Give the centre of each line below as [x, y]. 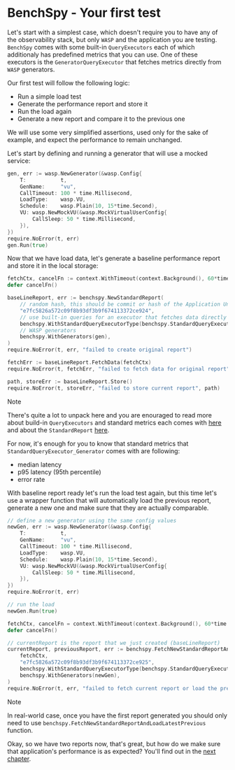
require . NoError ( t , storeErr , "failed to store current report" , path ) [114, 388]
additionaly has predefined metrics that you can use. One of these [102, 55]
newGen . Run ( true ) [33, 611]
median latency [39, 464]
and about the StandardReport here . [58, 430]
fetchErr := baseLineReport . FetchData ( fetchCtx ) [79, 363]
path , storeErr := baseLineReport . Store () [70, 382]
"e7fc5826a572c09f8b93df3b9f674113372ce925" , [87, 662]
